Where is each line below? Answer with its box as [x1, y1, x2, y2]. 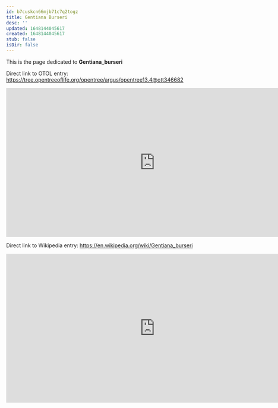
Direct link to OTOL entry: [6, 70, 68, 77]
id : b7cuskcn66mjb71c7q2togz [6, 8, 78, 15]
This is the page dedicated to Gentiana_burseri [6, 58, 123, 66]
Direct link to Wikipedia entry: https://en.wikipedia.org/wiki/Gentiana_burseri [6, 242, 193, 249]
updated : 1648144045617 [6, 25, 65, 32]
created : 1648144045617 [6, 31, 65, 37]
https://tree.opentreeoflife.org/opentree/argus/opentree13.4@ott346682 [6, 76, 184, 83]
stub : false [6, 36, 36, 42]
